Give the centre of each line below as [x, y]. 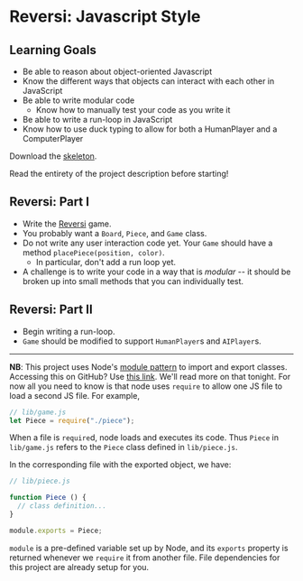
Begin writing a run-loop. [69, 331]
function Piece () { [48, 498]
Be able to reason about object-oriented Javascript [117, 71]
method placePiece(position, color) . [93, 252]
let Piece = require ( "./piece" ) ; [72, 420]
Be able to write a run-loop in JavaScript [97, 120]
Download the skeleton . [53, 156]
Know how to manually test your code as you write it [133, 110]
